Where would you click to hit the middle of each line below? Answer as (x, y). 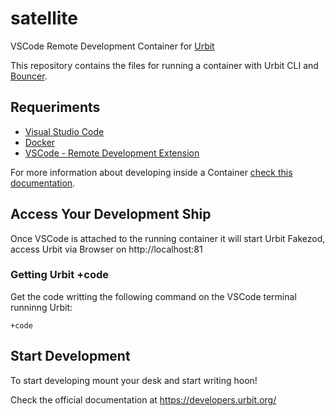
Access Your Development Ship (111, 214)
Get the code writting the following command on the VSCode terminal (153, 296)
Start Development (70, 356)
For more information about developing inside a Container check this (151, 172)
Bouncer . (29, 76)
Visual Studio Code (64, 131)
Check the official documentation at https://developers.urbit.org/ (143, 399)
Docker (40, 142)
